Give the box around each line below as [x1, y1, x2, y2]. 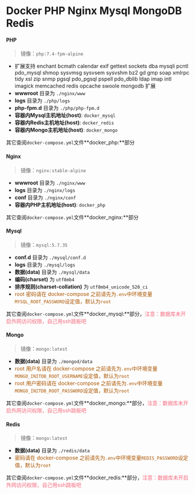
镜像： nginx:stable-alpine [20, 166, 86, 174]
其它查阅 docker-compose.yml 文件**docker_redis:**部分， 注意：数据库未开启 [6, 474, 189, 481]
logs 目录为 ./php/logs [14, 97, 70, 104]
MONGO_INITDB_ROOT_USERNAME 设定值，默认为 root [14, 372, 130, 379]
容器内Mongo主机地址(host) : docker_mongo [14, 126, 118, 133]
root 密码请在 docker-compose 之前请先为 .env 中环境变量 [14, 290, 153, 297]
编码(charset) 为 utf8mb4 [14, 275, 75, 283]
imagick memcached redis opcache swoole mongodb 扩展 [14, 82, 156, 89]
